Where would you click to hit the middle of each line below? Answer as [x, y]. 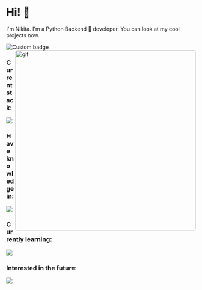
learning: [38, 239]
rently [15, 239]
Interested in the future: [41, 268]
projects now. [23, 35]
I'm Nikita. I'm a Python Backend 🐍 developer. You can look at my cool [93, 29]
